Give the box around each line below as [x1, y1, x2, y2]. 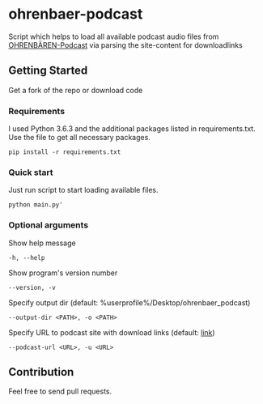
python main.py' [8, 201, 63, 209]
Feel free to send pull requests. [8, 386, 112, 397]
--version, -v [8, 283, 57, 291]
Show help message [8, 238, 76, 248]
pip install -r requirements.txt [8, 148, 121, 156]
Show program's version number [8, 268, 118, 278]
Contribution [8, 365, 74, 379]
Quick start [8, 167, 54, 178]
